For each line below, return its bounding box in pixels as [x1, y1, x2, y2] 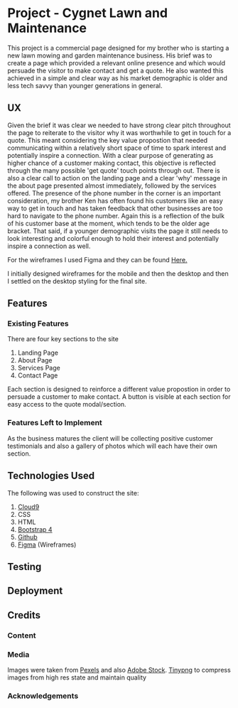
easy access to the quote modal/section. [7, 400, 126, 409]
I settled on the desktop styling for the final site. [7, 277, 147, 285]
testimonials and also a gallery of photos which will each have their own [7, 441, 218, 450]
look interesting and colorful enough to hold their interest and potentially [7, 234, 219, 242]
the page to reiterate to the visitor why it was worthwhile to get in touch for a [7, 128, 232, 136]
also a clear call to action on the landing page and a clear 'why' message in [7, 173, 227, 182]
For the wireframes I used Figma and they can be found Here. [7, 255, 188, 264]
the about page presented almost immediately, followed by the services [7, 181, 217, 190]
